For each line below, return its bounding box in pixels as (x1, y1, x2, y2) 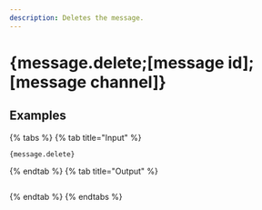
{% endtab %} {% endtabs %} (9, 191, 123, 202)
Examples (9, 108, 66, 124)
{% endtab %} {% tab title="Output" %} (9, 165, 159, 176)
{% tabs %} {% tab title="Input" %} (9, 132, 142, 143)
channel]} (89, 72, 166, 92)
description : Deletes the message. (9, 13, 145, 23)
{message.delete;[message (9, 52, 225, 73)
